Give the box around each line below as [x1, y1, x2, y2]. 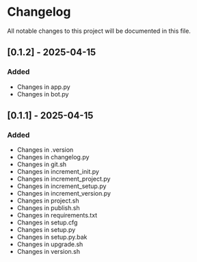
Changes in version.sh [16, 248, 81, 256]
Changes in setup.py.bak [16, 233, 88, 241]
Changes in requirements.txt [16, 211, 98, 220]
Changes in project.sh [16, 196, 79, 205]
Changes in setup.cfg [16, 218, 78, 226]
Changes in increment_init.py [16, 168, 99, 176]
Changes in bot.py [16, 90, 69, 98]
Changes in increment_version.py [16, 189, 111, 198]
